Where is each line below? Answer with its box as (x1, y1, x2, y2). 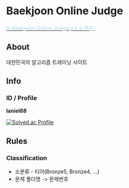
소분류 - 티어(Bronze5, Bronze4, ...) (14, 168, 100, 176)
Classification (6, 154, 48, 162)
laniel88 (6, 107, 27, 114)
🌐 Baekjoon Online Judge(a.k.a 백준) (6, 24, 96, 31)
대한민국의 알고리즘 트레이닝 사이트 (6, 58, 87, 66)
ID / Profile (6, 94, 37, 102)
